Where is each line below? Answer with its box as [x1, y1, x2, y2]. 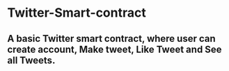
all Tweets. [7, 54, 56, 66]
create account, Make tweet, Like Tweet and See [7, 43, 222, 55]
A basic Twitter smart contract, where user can [7, 33, 216, 45]
